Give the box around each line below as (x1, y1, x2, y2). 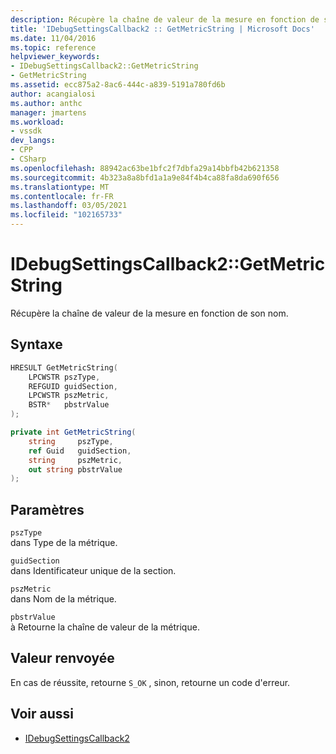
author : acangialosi (10, 89, 97, 99)
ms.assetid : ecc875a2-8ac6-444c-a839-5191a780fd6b (10, 80, 226, 90)
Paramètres (10, 501, 85, 518)
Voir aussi (10, 706, 74, 723)
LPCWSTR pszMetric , (28, 391, 110, 401)
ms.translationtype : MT (10, 182, 110, 192)
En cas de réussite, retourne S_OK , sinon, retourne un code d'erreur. (10, 676, 291, 688)
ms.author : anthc (10, 98, 83, 108)
